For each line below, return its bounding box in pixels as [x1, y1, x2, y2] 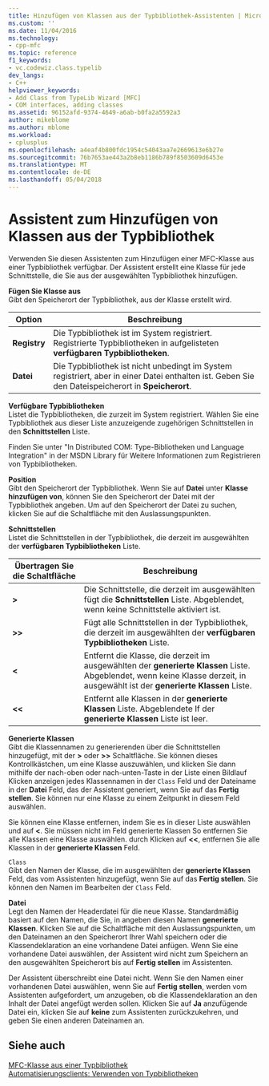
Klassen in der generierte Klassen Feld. [8, 842, 140, 852]
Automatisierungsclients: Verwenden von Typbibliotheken [8, 1068, 199, 1078]
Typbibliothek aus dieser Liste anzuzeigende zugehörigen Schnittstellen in [8, 418, 254, 427]
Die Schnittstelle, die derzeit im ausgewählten [83, 583, 255, 595]
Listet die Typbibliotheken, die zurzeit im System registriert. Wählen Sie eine [8, 410, 259, 419]
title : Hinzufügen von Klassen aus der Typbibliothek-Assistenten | [8, 11, 242, 20]
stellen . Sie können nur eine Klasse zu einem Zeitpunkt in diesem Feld [8, 793, 240, 802]
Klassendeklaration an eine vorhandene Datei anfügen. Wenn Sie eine [8, 940, 239, 950]
